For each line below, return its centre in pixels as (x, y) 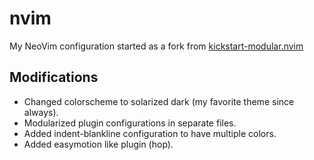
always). (41, 112)
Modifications (54, 77)
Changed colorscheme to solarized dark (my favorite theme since (159, 101)
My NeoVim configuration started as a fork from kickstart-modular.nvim (156, 46)
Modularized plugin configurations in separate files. (130, 123)
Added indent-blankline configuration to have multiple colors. (150, 133)
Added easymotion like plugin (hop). (98, 144)
